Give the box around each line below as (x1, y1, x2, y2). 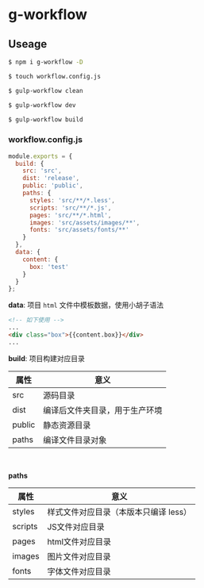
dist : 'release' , (22, 175, 80, 183)
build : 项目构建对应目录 (8, 353, 85, 363)
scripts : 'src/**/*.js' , (29, 204, 112, 212)
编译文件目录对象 (42, 434, 107, 445)
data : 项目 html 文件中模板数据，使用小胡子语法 (8, 300, 164, 310)
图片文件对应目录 (47, 551, 111, 562)
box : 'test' (29, 263, 69, 271)
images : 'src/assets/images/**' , (29, 218, 140, 227)
